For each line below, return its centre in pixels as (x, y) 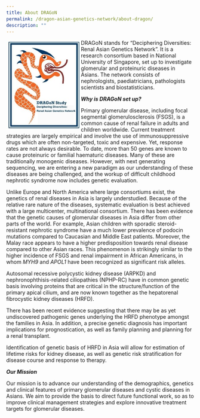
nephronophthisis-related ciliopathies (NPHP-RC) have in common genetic (98, 280)
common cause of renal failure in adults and (135, 123)
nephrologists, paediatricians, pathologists (133, 81)
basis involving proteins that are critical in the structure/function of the (93, 286)
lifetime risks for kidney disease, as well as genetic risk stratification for (94, 354)
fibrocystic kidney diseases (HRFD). (50, 299)
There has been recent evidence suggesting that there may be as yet (91, 310)
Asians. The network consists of (120, 75)
